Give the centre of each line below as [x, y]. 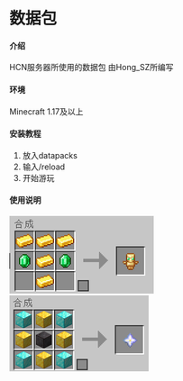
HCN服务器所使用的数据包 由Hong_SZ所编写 [91, 68]
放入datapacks [50, 155]
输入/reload [44, 167]
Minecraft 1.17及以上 [46, 111]
